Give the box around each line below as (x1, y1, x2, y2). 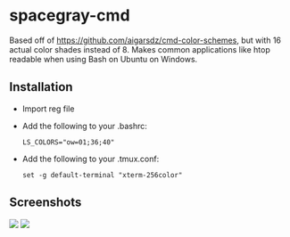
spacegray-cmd (9, 5, 131, 26)
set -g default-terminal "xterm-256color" (21, 170, 183, 179)
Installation (9, 79, 73, 94)
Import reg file (21, 103, 75, 114)
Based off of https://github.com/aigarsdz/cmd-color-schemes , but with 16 (9, 35, 282, 45)
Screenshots (9, 195, 82, 210)
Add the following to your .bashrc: (21, 120, 147, 131)
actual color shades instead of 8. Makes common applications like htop (9, 44, 270, 54)
